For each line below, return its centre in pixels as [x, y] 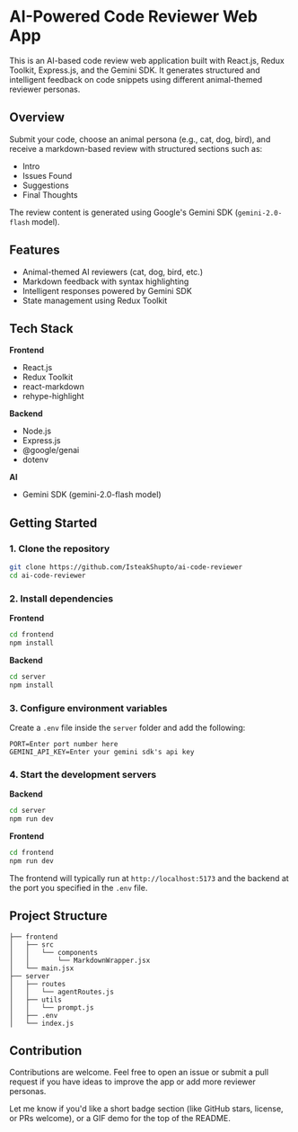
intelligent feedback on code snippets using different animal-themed [136, 79]
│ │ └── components [54, 952]
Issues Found [47, 175]
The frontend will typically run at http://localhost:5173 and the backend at [149, 878]
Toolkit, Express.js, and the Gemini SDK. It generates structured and [135, 70]
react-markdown [53, 387]
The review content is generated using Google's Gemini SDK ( [124, 212]
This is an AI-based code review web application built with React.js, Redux [147, 60]
